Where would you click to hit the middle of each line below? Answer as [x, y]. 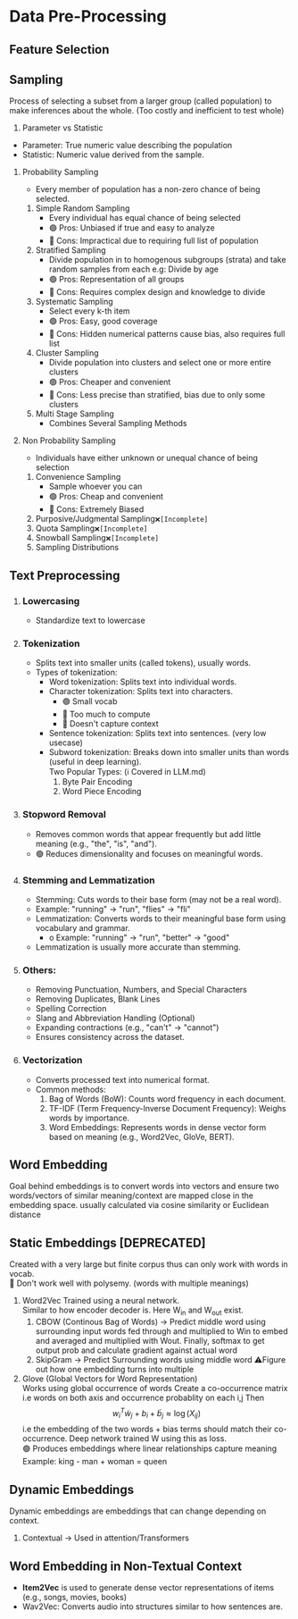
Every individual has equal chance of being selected [145, 218]
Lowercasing [51, 600]
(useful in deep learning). [95, 762]
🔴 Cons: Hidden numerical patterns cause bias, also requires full [167, 334]
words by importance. [89, 1118]
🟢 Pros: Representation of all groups [116, 280]
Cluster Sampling [67, 353]
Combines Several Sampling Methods [118, 424]
